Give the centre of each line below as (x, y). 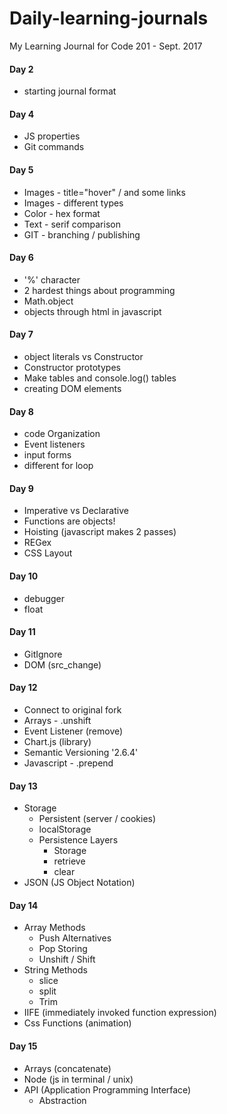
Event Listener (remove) (73, 731)
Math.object (48, 301)
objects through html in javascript (92, 311)
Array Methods (54, 928)
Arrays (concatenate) (67, 1068)
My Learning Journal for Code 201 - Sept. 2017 (106, 46)
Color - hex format (62, 213)
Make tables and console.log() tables (100, 378)
